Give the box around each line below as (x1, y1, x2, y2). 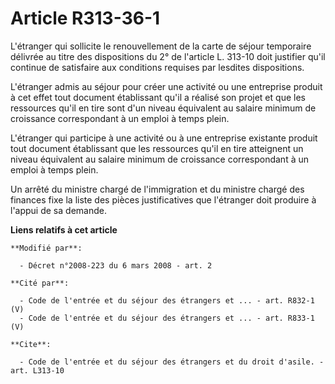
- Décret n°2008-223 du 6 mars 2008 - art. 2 (19, 260, 213, 271)
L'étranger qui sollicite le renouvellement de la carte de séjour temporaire (10, 40, 312, 52)
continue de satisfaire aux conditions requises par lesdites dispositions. (10, 61, 305, 73)
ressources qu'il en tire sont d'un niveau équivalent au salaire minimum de (10, 102, 317, 114)
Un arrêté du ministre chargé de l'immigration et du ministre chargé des (10, 183, 305, 195)
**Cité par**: (10, 278, 70, 288)
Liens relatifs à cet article (10, 223, 118, 236)
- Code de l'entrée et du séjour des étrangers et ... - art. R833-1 (19, 313, 315, 323)
